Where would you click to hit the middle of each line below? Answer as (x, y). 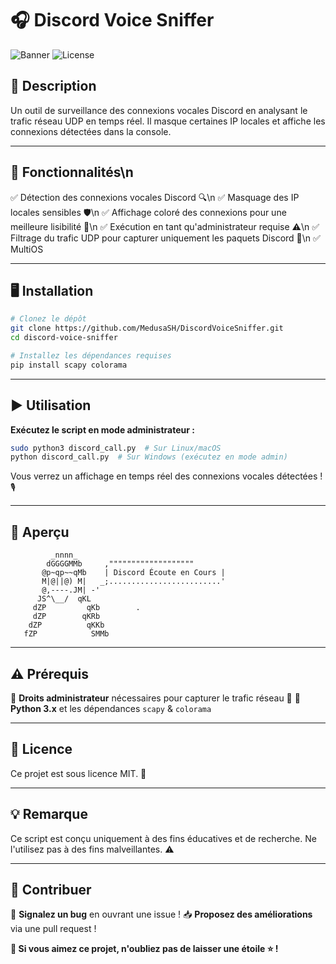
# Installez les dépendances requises (91, 356)
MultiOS (27, 249)
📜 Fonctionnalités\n (72, 172)
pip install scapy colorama (69, 365)
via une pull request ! (53, 929)
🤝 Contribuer (51, 889)
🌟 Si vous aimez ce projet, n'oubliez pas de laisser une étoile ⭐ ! (144, 949)
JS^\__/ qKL (64, 599)
